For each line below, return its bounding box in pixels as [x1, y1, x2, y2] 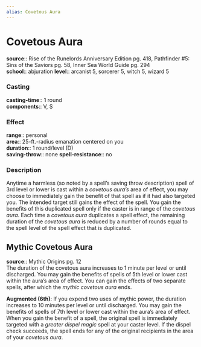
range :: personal [6, 132, 48, 139]
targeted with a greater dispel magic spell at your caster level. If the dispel [6, 321, 191, 328]
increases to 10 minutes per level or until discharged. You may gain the [6, 302, 182, 309]
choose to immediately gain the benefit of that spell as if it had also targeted [6, 193, 196, 200]
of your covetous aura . [6, 334, 63, 341]
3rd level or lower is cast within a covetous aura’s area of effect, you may [6, 186, 188, 193]
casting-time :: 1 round [6, 96, 62, 103]
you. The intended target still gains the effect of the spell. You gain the [6, 199, 181, 206]
